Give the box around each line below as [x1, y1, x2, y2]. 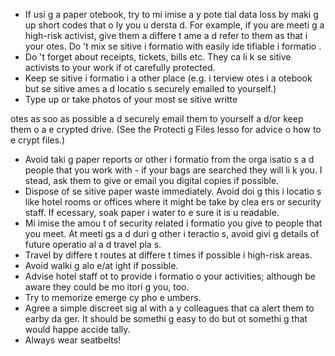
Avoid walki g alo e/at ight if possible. [24, 260, 179, 271]
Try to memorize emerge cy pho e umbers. [24, 292, 202, 303]
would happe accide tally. [24, 324, 131, 335]
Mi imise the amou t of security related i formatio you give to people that [24, 217, 323, 229]
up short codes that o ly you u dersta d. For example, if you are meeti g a [24, 19, 325, 31]
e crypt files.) [10, 134, 66, 146]
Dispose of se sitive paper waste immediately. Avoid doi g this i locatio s [24, 185, 322, 197]
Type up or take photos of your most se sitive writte [24, 94, 238, 105]
